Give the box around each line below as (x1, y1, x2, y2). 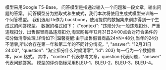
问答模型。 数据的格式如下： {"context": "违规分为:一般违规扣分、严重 (18, 23, 161, 29)
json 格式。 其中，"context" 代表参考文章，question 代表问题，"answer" (13, 54, 162, 59)
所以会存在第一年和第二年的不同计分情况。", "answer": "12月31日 (19, 41, 152, 47)
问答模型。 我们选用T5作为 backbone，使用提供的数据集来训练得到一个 (9, 17, 155, 22)
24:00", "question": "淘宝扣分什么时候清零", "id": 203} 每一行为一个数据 (5, 47, 152, 53)
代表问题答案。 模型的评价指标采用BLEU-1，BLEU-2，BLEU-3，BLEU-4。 (5, 60, 156, 66)
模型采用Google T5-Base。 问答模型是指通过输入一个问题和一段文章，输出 (5, 4, 157, 10)
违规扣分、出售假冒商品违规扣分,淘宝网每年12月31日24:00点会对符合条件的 (5, 29, 158, 35)
